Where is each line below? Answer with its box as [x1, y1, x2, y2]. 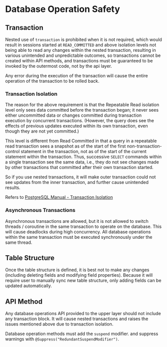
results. [5, 184, 21, 190]
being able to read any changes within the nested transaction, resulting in [5, 47, 156, 53]
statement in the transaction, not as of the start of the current [20, 149, 147, 155]
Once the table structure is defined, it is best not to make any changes [5, 267, 150, 273]
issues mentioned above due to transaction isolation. [5, 321, 114, 327]
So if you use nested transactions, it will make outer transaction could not [5, 174, 156, 180]
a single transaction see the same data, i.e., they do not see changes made [5, 159, 160, 165]
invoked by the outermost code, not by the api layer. [5, 63, 112, 69]
